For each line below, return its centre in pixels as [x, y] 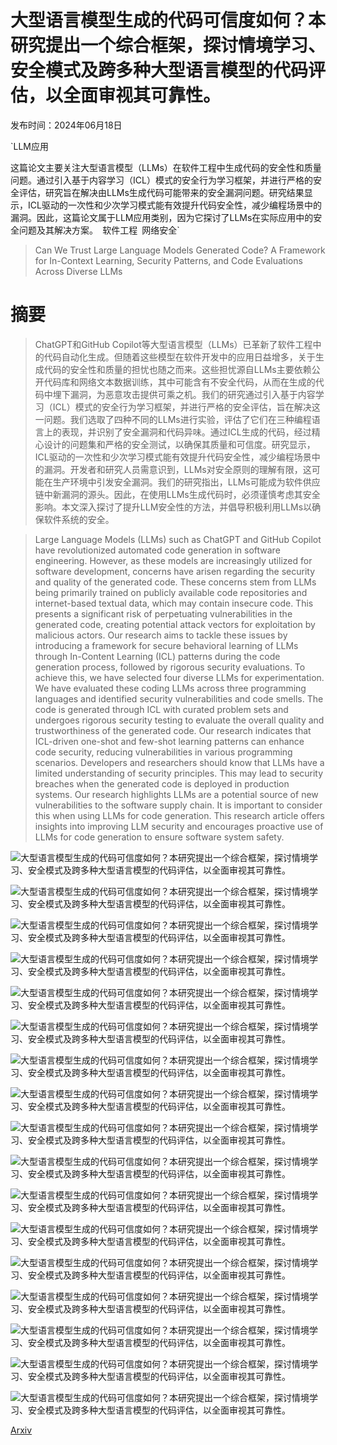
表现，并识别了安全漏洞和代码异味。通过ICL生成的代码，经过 [186, 432]
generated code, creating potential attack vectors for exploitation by [175, 624]
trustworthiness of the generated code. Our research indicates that [173, 730]
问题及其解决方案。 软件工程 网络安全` [99, 230]
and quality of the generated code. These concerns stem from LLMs [175, 582]
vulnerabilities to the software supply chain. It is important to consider [178, 805]
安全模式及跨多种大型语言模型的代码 [159, 70]
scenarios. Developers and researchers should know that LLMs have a [179, 762]
